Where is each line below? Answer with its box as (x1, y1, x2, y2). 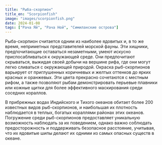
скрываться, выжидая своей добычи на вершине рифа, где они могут (5, 59, 151, 65)
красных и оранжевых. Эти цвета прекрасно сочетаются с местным (5, 75, 148, 81)
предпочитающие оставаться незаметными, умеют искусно (5, 49, 131, 55)
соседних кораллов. (5, 90, 47, 96)
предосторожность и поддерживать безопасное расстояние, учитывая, (5, 125, 155, 131)
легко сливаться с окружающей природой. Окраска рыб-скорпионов (5, 64, 150, 70)
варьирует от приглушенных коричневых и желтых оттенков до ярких (5, 69, 151, 75)
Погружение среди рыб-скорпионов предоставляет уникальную (5, 115, 140, 121)
